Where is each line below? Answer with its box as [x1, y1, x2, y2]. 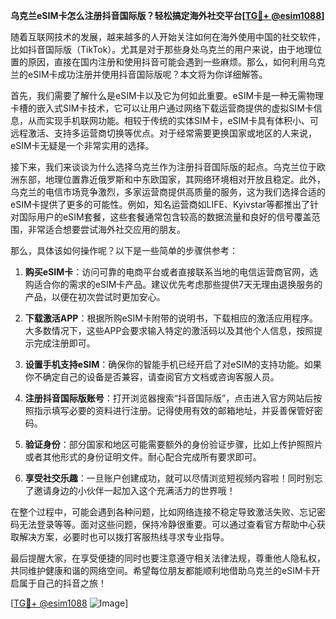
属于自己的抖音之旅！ [18, 577, 107, 589]
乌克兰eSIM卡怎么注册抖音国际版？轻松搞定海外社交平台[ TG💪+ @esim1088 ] [10, 10, 325, 21]
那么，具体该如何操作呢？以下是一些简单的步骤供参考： [10, 245, 238, 256]
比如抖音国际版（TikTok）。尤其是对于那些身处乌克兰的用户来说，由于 [10, 44, 297, 55]
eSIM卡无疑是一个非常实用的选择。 [10, 140, 155, 151]
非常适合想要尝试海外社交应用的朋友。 [27, 224, 186, 235]
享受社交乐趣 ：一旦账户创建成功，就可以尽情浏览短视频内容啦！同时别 [24, 472, 315, 484]
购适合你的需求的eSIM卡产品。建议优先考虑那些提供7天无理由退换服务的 [24, 279, 323, 290]
